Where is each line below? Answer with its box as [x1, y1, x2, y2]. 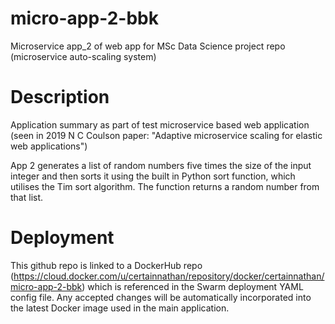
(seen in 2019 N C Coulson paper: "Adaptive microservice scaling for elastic [10, 129, 323, 141]
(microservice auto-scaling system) [10, 50, 157, 62]
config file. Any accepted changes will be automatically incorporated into [10, 291, 312, 303]
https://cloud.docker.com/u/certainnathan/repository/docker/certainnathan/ [13, 270, 325, 282]
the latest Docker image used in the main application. [10, 302, 230, 314]
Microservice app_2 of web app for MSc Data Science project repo [10, 40, 286, 52]
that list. [10, 191, 44, 203]
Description [10, 86, 110, 109]
